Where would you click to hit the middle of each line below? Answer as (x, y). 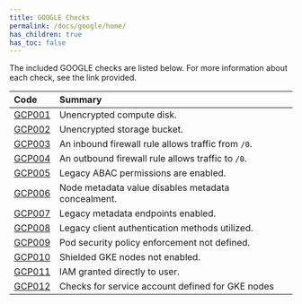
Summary (80, 100)
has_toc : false (38, 43)
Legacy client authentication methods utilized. (156, 228)
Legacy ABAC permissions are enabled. (142, 173)
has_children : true (46, 34)
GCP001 (32, 115)
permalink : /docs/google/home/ (68, 26)
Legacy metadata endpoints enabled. (138, 213)
